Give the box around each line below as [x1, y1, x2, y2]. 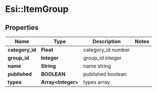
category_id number [83, 46, 130, 53]
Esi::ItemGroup [5, 3, 69, 15]
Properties [5, 23, 39, 32]
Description [92, 38, 121, 45]
